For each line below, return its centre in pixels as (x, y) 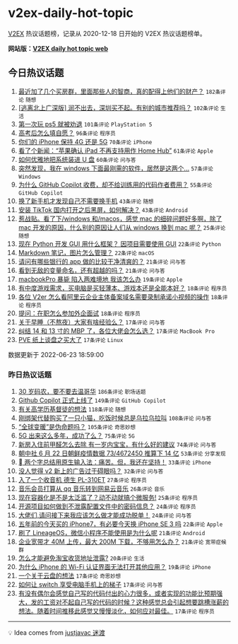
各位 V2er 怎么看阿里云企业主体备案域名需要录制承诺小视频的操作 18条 (120, 297)
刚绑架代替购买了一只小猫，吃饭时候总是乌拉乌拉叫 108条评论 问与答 (115, 418)
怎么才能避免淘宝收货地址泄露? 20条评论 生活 (81, 558)
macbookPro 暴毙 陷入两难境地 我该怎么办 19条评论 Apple (100, 279)
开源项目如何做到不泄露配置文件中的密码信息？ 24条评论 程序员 (107, 506)
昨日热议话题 (30, 375)
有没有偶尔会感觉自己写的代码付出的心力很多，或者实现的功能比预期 (117, 593)
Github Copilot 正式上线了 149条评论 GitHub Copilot (92, 400)
